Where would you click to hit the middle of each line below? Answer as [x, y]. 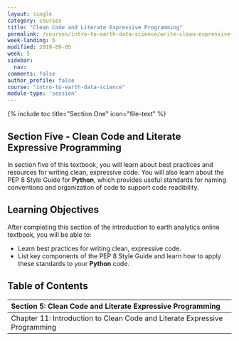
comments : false [31, 73]
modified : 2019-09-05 [39, 47]
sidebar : [20, 61]
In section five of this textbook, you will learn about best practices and [110, 164]
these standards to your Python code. [74, 263]
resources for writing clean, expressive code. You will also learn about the [116, 172]
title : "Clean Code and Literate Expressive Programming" [95, 27]
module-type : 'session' [43, 93]
